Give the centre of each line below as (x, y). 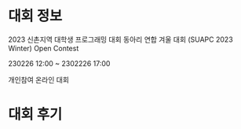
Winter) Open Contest (44, 48)
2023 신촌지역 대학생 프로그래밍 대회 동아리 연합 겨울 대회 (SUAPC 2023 (120, 39)
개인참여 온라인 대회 (38, 79)
